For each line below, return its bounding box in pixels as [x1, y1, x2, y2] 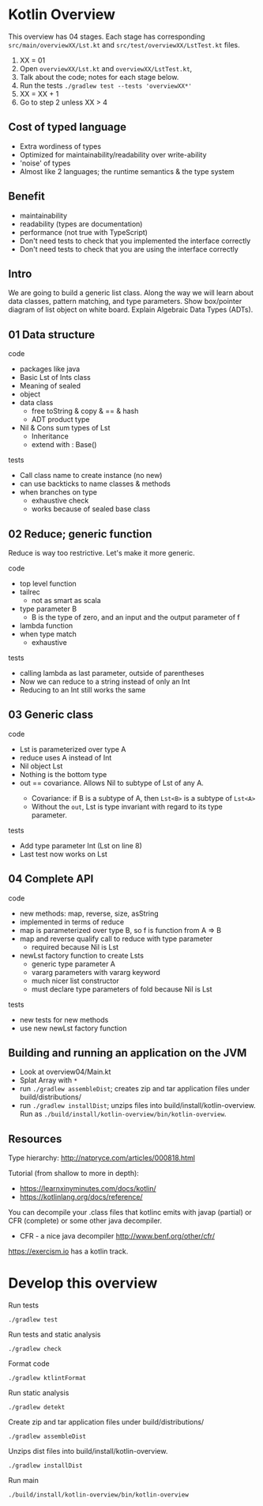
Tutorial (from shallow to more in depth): [8, 1169, 140, 1178]
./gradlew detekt [8, 1403, 66, 1412]
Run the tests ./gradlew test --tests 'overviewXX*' [19, 81, 192, 90]
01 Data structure [8, 328, 96, 341]
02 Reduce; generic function [8, 527, 152, 541]
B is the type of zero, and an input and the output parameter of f [31, 613, 240, 622]
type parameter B [19, 604, 77, 613]
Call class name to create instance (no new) [19, 471, 163, 480]
